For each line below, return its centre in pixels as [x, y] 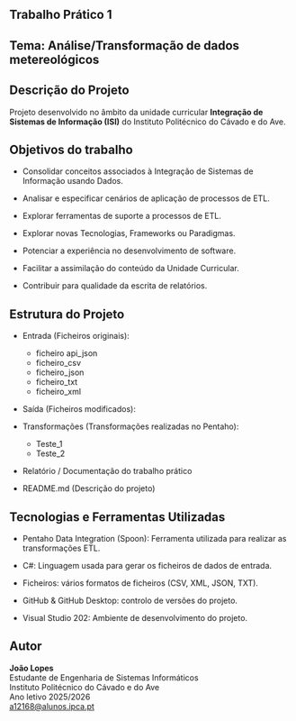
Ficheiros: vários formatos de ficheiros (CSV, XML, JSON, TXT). [140, 583]
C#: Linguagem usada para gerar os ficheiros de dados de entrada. [147, 566]
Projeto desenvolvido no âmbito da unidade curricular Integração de [136, 112]
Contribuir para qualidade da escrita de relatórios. [115, 286]
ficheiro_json [60, 372]
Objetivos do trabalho [71, 149]
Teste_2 [50, 453]
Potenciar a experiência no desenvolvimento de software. [129, 251]
